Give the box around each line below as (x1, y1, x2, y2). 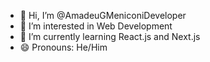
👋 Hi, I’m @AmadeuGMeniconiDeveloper (19, 10, 187, 21)
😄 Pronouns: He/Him (19, 41, 108, 53)
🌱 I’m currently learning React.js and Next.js (19, 31, 201, 42)
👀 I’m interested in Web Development (19, 20, 173, 32)
